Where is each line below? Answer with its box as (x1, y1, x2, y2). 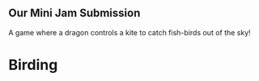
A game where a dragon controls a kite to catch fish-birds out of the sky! (8, 27, 251, 37)
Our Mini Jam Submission (8, 6, 141, 20)
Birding (8, 56, 58, 74)
